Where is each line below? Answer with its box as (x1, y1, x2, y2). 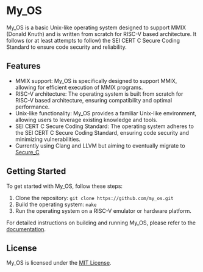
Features (6, 61, 41, 71)
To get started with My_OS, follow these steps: (6, 182, 123, 190)
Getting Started (6, 166, 66, 177)
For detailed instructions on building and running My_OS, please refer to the (6, 219, 196, 226)
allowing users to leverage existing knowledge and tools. (15, 116, 158, 123)
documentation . (6, 225, 46, 232)
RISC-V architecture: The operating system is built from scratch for (15, 90, 183, 98)
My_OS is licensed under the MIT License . (6, 259, 112, 267)
